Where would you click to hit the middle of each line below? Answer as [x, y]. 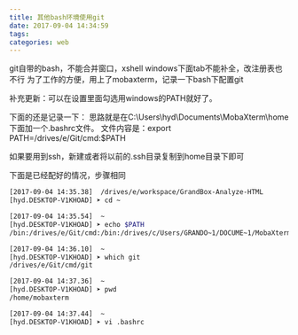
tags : [19, 34]
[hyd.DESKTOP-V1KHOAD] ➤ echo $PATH [77, 224]
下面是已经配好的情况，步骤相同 [67, 175]
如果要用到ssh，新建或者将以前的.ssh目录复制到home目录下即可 [127, 157]
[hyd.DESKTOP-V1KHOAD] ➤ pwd [63, 290]
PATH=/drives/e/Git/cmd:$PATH [68, 138]
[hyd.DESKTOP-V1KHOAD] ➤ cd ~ [65, 200]
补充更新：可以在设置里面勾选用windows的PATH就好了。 [113, 98]
